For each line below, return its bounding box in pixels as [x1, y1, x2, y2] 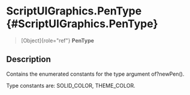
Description [6, 54, 51, 64]
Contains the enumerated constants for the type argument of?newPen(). [6, 70, 185, 78]
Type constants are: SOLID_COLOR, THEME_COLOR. [6, 82, 136, 89]
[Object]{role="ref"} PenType [20, 37, 95, 44]
